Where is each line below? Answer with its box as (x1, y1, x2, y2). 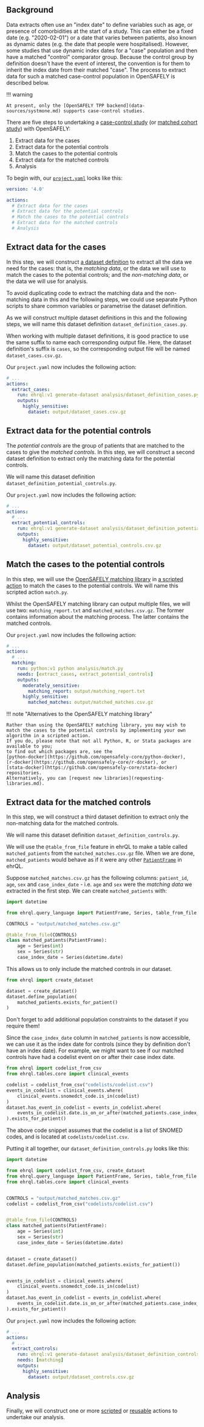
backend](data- (106, 103, 146, 109)
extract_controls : (12, 1346, 59, 1352)
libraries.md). (6, 780, 45, 787)
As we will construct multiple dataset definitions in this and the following (6, 314, 187, 321)
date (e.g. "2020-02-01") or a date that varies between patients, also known (6, 33, 197, 41)
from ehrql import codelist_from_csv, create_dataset (6, 1168, 146, 1174)
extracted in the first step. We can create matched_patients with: (6, 887, 167, 894)
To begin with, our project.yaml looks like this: (6, 174, 123, 182)
